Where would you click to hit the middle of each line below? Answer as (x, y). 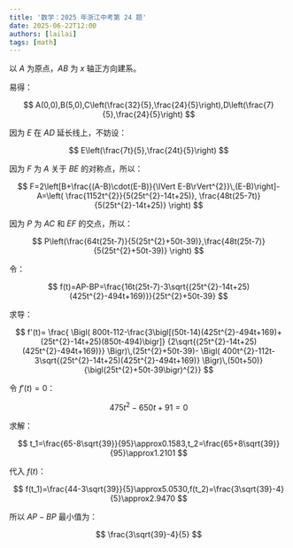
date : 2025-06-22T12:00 (53, 26)
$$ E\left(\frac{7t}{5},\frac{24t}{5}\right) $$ (149, 151)
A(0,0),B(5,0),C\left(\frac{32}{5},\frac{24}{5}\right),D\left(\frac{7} (154, 105)
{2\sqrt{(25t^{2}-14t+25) (212, 341)
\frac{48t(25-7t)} (230, 196)
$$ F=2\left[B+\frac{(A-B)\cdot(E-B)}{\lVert (96, 186)
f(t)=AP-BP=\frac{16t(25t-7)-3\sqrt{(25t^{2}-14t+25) (155, 287)
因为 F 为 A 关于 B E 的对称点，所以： (76, 168)
